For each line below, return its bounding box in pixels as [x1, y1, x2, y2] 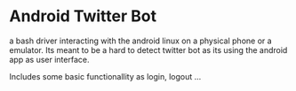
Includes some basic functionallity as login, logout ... [9, 71, 202, 81]
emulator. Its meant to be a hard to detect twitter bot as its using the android [9, 44, 288, 55]
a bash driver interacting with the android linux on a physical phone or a [9, 35, 273, 46]
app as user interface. [9, 54, 90, 64]
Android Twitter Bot [9, 6, 157, 27]
